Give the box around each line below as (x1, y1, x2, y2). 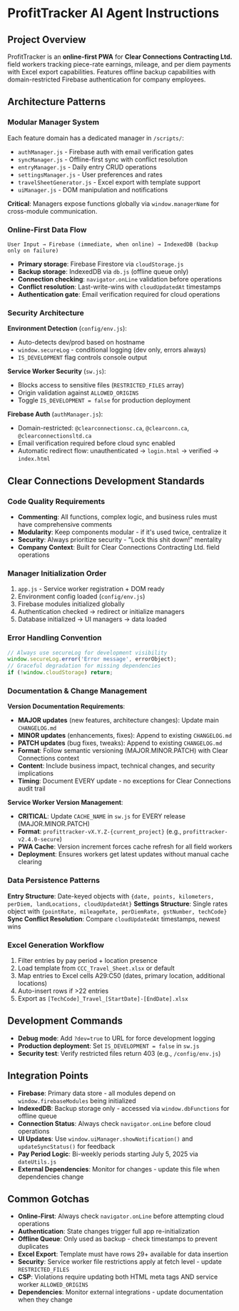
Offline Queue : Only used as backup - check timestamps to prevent (17, 1235, 218, 1243)
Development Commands (7, 1015, 123, 1027)
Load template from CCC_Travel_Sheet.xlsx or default (17, 964, 175, 972)
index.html (17, 455, 51, 462)
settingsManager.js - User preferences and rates (17, 170, 163, 179)
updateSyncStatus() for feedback (17, 1142, 116, 1150)
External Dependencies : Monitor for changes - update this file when (17, 1164, 220, 1173)
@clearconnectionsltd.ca (17, 432, 92, 440)
